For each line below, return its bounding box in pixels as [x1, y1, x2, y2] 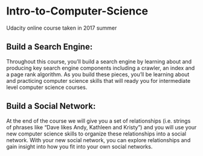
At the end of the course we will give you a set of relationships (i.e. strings [6, 117, 191, 125]
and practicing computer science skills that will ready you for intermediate [6, 77, 191, 84]
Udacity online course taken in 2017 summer [6, 24, 117, 31]
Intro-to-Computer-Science [6, 4, 149, 18]
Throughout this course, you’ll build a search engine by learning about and [6, 57, 192, 65]
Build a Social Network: [6, 101, 96, 111]
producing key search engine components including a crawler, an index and [6, 64, 195, 71]
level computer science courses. [6, 83, 88, 91]
